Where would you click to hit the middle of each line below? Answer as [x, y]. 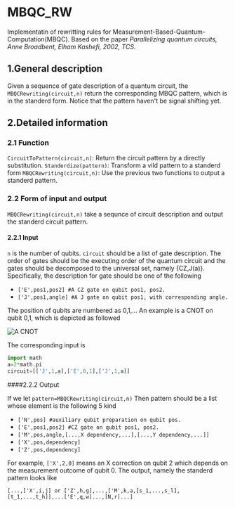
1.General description [55, 69]
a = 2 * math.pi [25, 364]
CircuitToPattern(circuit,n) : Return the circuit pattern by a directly [106, 158]
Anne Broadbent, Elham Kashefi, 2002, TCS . [72, 46]
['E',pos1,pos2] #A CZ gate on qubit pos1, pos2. [92, 290]
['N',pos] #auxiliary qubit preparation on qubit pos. [99, 420]
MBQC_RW [40, 12]
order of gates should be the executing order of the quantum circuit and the [116, 260]
